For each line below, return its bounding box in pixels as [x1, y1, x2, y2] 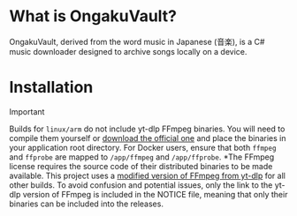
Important [9, 106, 45, 116]
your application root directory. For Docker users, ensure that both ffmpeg [9, 142, 277, 153]
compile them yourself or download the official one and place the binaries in [9, 132, 286, 143]
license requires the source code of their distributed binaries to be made [9, 160, 273, 171]
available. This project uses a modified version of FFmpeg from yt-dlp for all [9, 170, 286, 181]
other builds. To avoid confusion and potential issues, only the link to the [9, 179, 273, 190]
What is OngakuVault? [9, 6, 178, 26]
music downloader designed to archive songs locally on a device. [9, 46, 247, 56]
